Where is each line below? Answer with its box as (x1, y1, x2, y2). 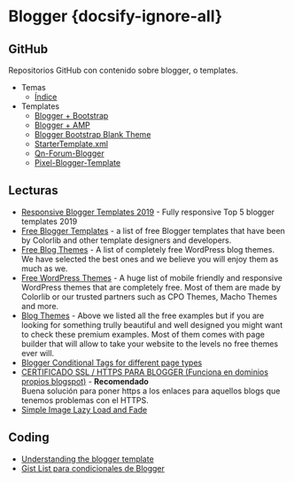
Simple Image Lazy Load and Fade (20, 404, 148, 415)
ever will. (20, 347, 55, 358)
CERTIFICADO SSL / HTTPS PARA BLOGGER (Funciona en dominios (20, 366, 269, 377)
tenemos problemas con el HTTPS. (20, 394, 149, 405)
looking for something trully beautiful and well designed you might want (20, 319, 283, 330)
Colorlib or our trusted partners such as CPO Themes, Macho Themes (20, 291, 278, 302)
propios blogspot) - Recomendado (20, 376, 150, 386)
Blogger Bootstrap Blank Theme (34, 129, 151, 139)
